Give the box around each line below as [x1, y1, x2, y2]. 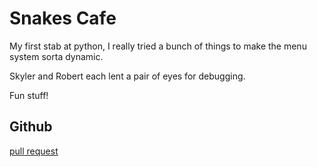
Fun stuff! [9, 89, 49, 101]
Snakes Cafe [9, 7, 117, 30]
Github [9, 118, 53, 136]
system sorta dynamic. [9, 50, 104, 62]
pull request [9, 145, 59, 157]
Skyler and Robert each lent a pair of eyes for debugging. [9, 70, 246, 82]
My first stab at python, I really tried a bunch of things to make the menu [9, 40, 307, 52]
